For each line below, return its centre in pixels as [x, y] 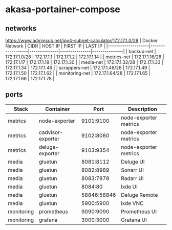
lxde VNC [132, 203]
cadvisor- [51, 132]
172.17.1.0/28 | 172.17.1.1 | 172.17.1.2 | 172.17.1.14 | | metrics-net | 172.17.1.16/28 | [85, 57]
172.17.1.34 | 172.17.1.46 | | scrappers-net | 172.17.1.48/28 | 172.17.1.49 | [78, 68]
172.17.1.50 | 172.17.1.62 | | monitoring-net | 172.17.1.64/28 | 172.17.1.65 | [78, 73]
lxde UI [130, 187]
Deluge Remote [139, 195]
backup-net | [142, 51]
